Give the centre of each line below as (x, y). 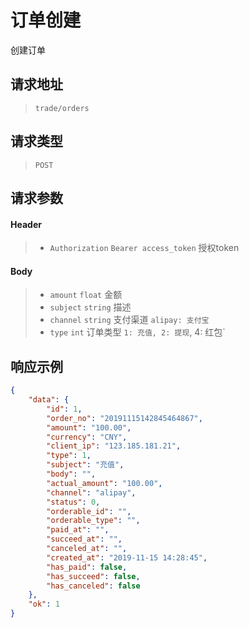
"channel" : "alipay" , (91, 492)
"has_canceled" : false (93, 586)
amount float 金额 (86, 295)
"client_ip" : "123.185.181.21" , (114, 446)
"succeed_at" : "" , (84, 539)
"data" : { (49, 400)
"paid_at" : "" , (78, 530)
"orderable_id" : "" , (89, 511)
